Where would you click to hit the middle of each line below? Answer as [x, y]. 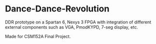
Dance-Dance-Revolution [57, 9]
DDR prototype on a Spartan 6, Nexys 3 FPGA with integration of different [78, 22]
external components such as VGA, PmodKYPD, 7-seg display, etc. [72, 27]
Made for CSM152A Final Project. [38, 36]
